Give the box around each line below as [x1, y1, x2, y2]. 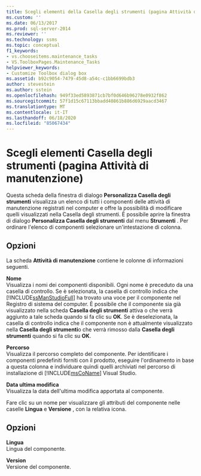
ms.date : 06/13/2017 [6, 20, 58, 26]
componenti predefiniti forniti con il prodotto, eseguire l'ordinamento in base [6, 357, 194, 364]
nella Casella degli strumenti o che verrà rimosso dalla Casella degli [6, 325, 175, 333]
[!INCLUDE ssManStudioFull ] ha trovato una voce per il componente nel [6, 294, 181, 301]
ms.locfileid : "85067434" [6, 121, 71, 127]
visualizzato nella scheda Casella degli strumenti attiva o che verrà [6, 307, 173, 314]
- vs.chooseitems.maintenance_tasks [6, 53, 98, 59]
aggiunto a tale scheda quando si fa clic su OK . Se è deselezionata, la [6, 313, 178, 320]
